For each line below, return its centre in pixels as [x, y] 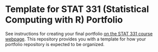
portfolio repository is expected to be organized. [55, 44]
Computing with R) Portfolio [64, 20]
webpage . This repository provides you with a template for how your [76, 39]
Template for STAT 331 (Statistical [77, 9]
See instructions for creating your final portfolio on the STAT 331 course [79, 33]
